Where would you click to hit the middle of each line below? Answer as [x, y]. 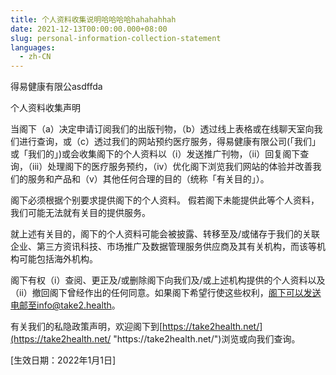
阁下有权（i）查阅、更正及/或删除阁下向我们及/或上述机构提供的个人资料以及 [168, 280]
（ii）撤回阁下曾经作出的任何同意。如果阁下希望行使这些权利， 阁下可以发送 [166, 293]
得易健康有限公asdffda [56, 87]
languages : [33, 47]
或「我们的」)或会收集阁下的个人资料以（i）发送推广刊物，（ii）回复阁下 [155, 154]
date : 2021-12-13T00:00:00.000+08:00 [89, 29]
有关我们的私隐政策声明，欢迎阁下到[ [86, 327]
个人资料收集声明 [45, 108]
